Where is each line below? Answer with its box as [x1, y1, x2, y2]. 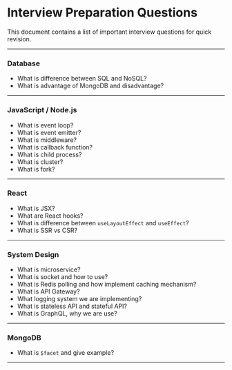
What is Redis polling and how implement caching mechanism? [17, 280, 197, 289]
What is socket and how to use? [17, 273, 108, 281]
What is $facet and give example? [17, 349, 115, 357]
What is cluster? [17, 157, 64, 166]
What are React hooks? [17, 212, 84, 220]
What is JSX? [17, 204, 55, 212]
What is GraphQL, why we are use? [17, 309, 117, 318]
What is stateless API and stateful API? [17, 302, 128, 311]
